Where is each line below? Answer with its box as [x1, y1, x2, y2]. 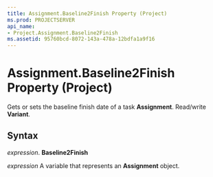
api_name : [7, 23, 36, 30]
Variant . [7, 110, 31, 118]
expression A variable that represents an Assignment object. [7, 161, 180, 169]
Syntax [7, 130, 38, 142]
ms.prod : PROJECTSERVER [7, 17, 76, 23]
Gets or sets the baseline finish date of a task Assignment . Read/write [7, 103, 206, 111]
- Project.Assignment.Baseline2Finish [7, 29, 118, 37]
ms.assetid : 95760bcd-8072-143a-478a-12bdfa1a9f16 [7, 36, 155, 43]
